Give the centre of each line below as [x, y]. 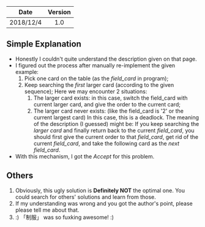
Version [60, 12]
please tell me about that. [47, 210]
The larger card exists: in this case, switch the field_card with [110, 98]
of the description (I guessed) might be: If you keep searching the [116, 124]
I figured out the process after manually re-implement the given [95, 65]
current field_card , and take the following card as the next [106, 143]
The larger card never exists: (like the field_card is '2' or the [108, 111]
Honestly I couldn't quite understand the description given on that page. [106, 59]
